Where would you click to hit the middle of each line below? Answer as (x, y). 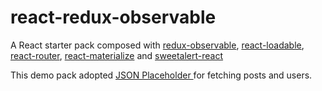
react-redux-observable (113, 17)
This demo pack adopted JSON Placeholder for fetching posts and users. (161, 75)
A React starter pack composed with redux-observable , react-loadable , (157, 45)
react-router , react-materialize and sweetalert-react (117, 55)
